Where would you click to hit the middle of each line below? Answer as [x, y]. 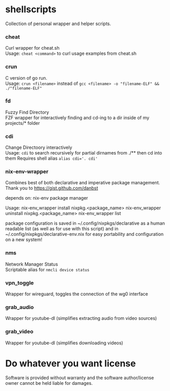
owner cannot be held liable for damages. [49, 383]
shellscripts [31, 9]
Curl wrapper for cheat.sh [32, 48]
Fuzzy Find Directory [27, 112]
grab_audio [20, 307]
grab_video [19, 332]
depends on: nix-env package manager [47, 198]
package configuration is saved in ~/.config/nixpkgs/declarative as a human [85, 223]
